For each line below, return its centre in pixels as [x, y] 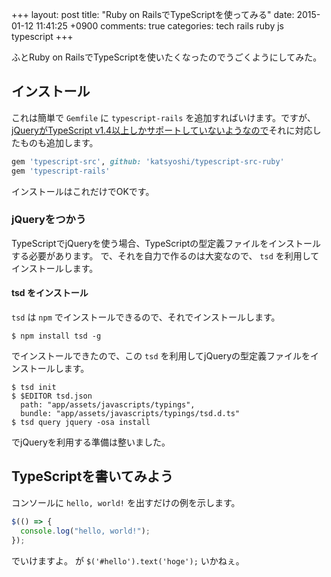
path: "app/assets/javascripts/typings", [108, 405]
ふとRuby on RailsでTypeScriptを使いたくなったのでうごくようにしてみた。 [167, 57]
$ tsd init [34, 388]
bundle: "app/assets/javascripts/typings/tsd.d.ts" [130, 414]
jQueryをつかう [49, 220]
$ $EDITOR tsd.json [52, 396]
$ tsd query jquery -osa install [81, 423]
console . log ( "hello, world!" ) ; [85, 531]
